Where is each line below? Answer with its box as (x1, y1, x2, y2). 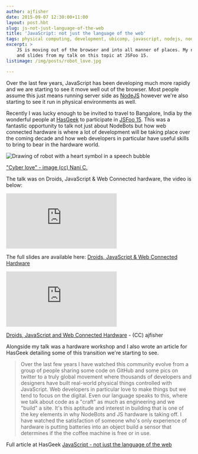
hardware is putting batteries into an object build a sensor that (20, 423, 172, 430)
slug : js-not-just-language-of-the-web (6, 25, 104, 31)
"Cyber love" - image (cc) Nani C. (6, 163, 88, 171)
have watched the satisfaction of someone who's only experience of (20, 417, 187, 424)
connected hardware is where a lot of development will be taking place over (6, 128, 190, 136)
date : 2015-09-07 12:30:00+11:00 (6, 14, 88, 20)
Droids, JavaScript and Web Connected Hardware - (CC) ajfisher (6, 331, 164, 338)
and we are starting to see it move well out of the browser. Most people (6, 85, 179, 93)
